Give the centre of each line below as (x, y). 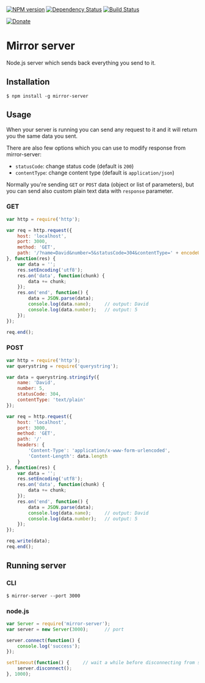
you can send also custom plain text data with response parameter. (90, 191)
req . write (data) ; (28, 541)
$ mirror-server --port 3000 (43, 596)
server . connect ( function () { (43, 640)
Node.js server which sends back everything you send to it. (81, 63)
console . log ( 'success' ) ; (49, 646)
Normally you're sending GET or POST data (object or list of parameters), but (100, 184)
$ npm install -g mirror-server (47, 96)
